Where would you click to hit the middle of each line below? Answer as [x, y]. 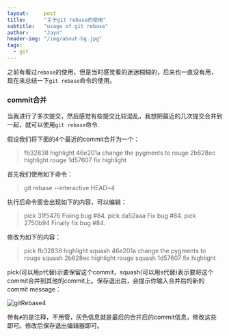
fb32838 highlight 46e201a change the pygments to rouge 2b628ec [120, 153]
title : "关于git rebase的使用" [57, 20]
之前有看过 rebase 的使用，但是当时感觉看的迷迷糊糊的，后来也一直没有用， [112, 72]
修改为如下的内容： [34, 237]
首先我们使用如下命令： [40, 175]
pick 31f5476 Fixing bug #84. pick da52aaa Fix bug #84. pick [110, 216]
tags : [15, 45]
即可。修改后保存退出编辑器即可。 [55, 326]
